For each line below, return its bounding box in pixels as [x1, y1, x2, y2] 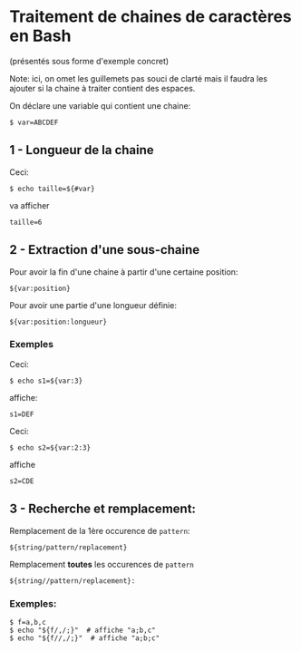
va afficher [9, 199, 50, 210]
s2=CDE [9, 476, 34, 486]
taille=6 [9, 218, 43, 227]
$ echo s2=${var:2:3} [9, 442, 92, 452]
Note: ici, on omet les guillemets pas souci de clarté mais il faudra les [9, 73, 267, 83]
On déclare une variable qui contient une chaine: [9, 100, 191, 111]
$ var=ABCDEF [9, 118, 59, 127]
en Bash [9, 25, 72, 46]
